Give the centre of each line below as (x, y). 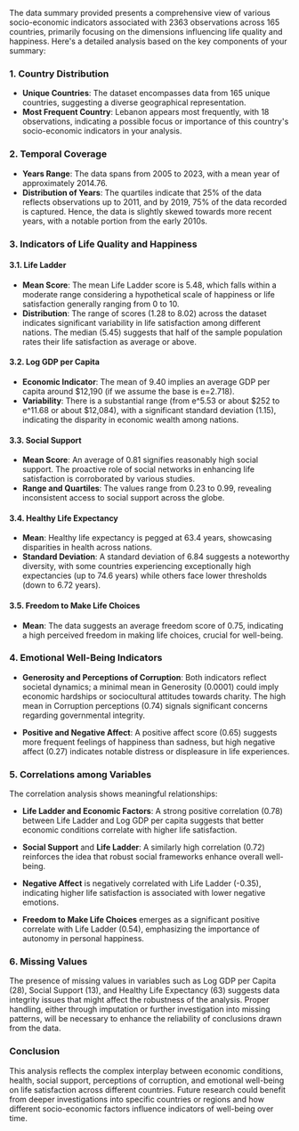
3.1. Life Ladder (38, 265)
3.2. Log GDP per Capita (55, 362)
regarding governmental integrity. (83, 715)
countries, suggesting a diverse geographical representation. (134, 102)
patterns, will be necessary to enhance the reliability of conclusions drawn (145, 1019)
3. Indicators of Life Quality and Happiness (103, 244)
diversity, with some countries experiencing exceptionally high (137, 566)
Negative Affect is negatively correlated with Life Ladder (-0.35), (141, 883)
